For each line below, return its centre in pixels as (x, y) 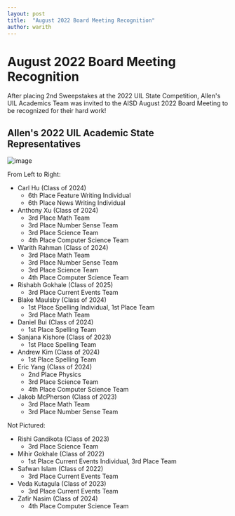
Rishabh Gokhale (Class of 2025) (65, 285)
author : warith (29, 27)
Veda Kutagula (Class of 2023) (62, 484)
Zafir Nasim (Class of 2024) (58, 498)
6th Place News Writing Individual (76, 203)
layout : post (26, 14)
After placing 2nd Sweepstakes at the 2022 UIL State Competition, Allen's (114, 96)
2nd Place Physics (55, 375)
